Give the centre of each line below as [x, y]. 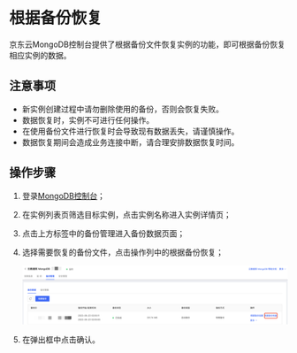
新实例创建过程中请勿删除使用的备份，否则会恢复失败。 [122, 109]
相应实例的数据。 [40, 55]
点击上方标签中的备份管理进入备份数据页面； [103, 233]
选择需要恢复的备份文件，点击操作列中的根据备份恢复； [122, 252]
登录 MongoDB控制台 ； [64, 196]
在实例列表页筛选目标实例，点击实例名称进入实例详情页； [126, 214]
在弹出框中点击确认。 [61, 340]
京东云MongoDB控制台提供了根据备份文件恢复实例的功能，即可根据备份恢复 [147, 44]
